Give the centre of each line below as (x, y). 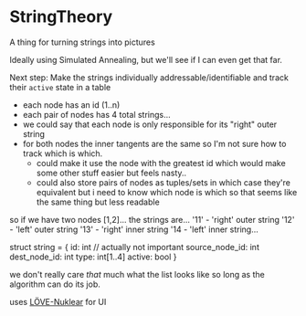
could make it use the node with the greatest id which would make (161, 163)
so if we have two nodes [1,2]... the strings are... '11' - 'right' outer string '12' (152, 219)
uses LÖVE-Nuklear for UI (58, 301)
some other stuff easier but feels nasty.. (111, 173)
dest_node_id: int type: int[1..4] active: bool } (93, 257)
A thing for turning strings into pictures (82, 42)
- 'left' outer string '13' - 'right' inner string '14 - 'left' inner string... (134, 229)
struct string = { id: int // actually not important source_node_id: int (135, 247)
